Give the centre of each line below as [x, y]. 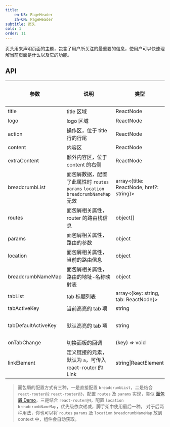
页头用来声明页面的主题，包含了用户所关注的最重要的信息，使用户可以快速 [83, 48]
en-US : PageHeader [34, 15]
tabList [16, 296]
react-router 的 [85, 367]
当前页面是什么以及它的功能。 [40, 55]
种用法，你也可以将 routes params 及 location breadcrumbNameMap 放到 [90, 413]
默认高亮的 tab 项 [87, 326]
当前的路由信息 [84, 260]
